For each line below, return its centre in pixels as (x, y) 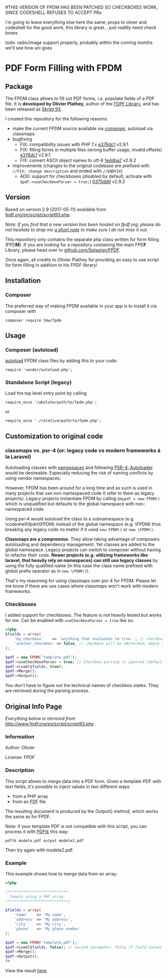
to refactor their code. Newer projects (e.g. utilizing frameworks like (77, 555)
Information (20, 736)
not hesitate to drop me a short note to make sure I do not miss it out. (77, 229)
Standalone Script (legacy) (38, 382)
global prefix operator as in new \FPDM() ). (47, 571)
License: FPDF (20, 757)
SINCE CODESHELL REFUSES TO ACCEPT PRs (53, 12)
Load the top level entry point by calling (46, 393)
